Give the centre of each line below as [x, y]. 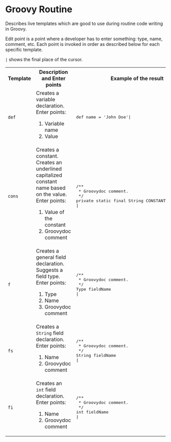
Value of [54, 212]
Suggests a [49, 270]
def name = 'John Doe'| [104, 117]
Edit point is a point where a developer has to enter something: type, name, [84, 39]
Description [53, 72]
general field [51, 257]
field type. [48, 276]
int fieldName [92, 412]
